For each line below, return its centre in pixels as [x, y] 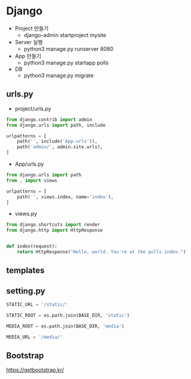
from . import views [32, 181]
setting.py [26, 291]
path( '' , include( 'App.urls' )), [57, 142]
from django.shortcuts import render [53, 225]
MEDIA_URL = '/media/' [34, 337]
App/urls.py [29, 164]
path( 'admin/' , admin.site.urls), [60, 147]
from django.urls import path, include [56, 125]
